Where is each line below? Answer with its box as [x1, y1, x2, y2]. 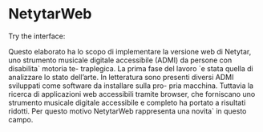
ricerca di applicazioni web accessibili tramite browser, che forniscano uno [8, 89, 256, 98]
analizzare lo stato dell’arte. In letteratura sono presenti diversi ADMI [8, 72, 234, 82]
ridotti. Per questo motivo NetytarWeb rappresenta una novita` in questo [8, 106, 247, 116]
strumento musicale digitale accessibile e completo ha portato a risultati [8, 98, 246, 107]
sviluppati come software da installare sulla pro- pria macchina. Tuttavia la [8, 81, 254, 90]
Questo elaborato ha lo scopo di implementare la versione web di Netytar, [8, 46, 252, 56]
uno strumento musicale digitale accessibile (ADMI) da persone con [8, 55, 233, 65]
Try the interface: [8, 31, 66, 41]
